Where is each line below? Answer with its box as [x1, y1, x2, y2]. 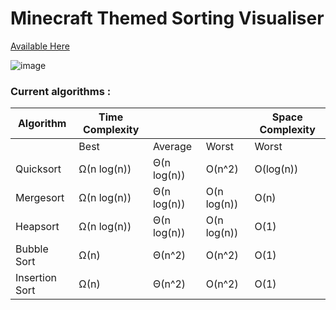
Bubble [15, 242, 49, 256]
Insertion [15, 271, 57, 285]
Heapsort [15, 220, 60, 234]
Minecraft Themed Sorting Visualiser [10, 7, 325, 30]
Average [152, 140, 193, 154]
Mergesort [15, 191, 65, 205]
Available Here [10, 40, 70, 52]
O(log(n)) [254, 162, 299, 176]
